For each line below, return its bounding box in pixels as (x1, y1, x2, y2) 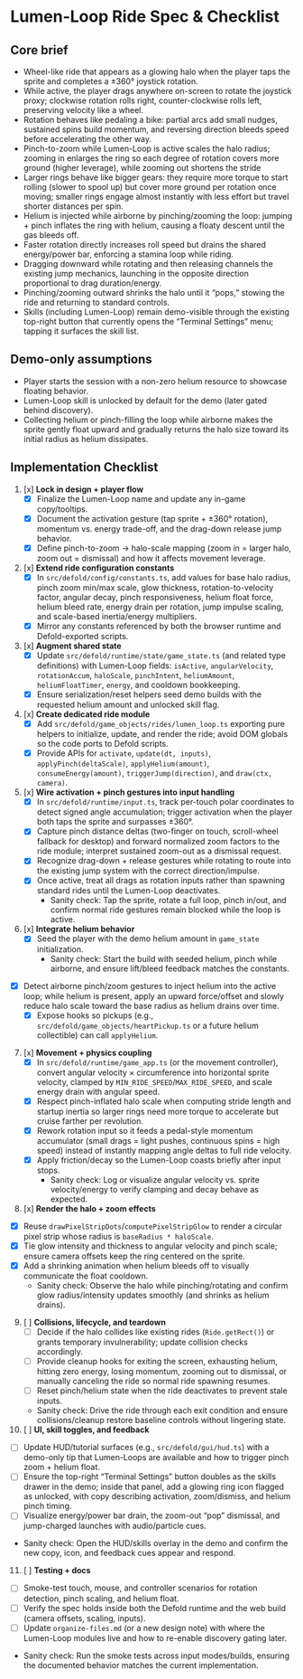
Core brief (10, 42, 69, 58)
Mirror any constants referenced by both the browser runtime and (36, 620, 282, 631)
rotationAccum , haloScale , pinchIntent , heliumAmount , (36, 670, 235, 680)
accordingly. (36, 1346, 84, 1357)
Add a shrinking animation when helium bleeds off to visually (23, 1260, 250, 1271)
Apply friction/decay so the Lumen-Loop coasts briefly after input (36, 1155, 281, 1165)
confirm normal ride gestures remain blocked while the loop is (50, 904, 281, 915)
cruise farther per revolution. (36, 1115, 143, 1127)
